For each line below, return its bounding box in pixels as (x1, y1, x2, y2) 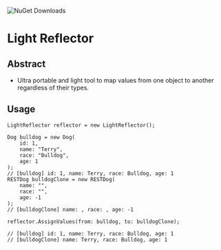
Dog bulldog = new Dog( (7, 134, 76, 140)
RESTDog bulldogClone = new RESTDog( (7, 176, 116, 183)
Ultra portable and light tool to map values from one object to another (17, 76, 215, 84)
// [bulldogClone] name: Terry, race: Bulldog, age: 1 (7, 236, 168, 243)
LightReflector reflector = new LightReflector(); (7, 121, 156, 129)
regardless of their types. (17, 83, 90, 92)
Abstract (7, 58, 46, 70)
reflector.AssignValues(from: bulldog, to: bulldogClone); (7, 218, 180, 225)
